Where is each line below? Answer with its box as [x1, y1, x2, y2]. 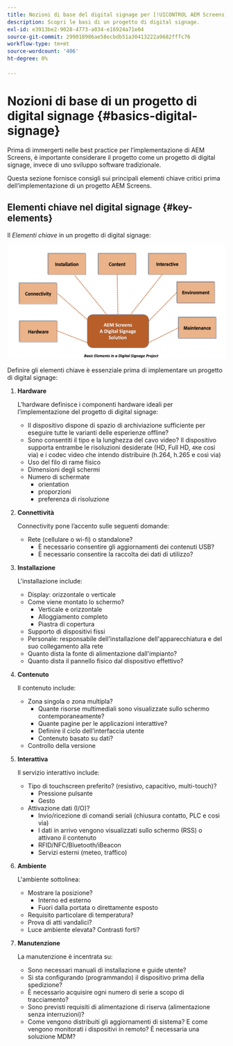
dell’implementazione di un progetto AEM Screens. [7, 181, 153, 190]
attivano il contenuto [37, 833, 97, 842]
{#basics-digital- [96, 108, 198, 124]
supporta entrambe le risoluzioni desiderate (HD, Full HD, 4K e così [27, 443, 216, 451]
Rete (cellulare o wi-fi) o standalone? [27, 535, 133, 543]
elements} [7, 213, 53, 224]
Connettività [17, 508, 54, 517]
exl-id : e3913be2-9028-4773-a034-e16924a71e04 [7, 26, 144, 33]
